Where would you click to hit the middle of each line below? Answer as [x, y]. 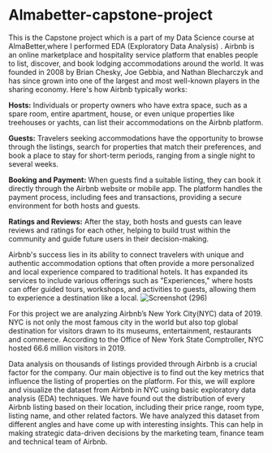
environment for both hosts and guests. [74, 206]
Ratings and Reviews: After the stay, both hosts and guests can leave [125, 221]
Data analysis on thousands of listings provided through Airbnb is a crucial [133, 364]
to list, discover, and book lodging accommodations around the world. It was [136, 63]
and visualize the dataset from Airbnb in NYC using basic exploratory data [132, 390]
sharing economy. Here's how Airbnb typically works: [98, 89]
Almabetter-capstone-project [110, 15]
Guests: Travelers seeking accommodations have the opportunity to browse [136, 138]
